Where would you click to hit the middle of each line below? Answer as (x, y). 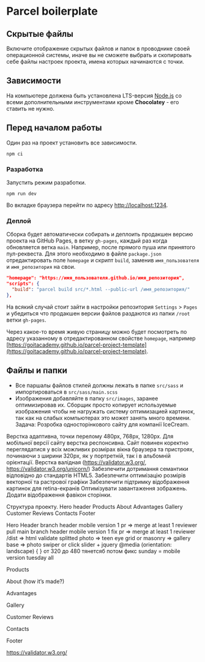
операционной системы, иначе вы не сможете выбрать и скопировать (99, 55)
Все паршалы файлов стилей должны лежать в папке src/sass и (99, 385)
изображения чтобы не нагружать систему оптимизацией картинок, (105, 411)
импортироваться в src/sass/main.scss (66, 392)
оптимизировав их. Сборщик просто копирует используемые (96, 405)
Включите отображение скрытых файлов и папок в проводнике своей (98, 48)
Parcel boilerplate (52, 11)
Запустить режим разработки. (46, 182)
